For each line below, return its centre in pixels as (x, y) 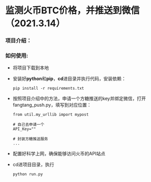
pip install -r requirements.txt (48, 88)
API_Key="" (24, 129)
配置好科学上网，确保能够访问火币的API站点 (59, 154)
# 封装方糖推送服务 (30, 139)
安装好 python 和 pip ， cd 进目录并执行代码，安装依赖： (69, 79)
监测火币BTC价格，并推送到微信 (72, 11)
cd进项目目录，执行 (34, 165)
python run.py (28, 174)
